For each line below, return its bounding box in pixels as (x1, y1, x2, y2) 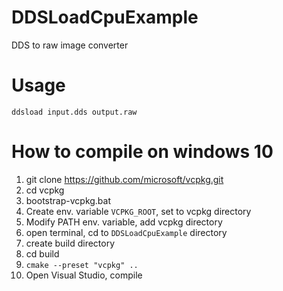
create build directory (25, 237, 116, 249)
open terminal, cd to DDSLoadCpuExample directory (25, 226, 228, 238)
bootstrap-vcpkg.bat (25, 194, 112, 206)
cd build (25, 247, 60, 260)
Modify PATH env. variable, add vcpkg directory (25, 216, 223, 228)
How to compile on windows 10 (11, 141, 274, 163)
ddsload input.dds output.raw (11, 107, 138, 117)
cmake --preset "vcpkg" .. (25, 260, 139, 270)
